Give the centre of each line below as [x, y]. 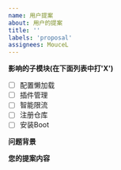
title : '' [25, 30]
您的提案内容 [29, 158]
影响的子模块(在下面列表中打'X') [61, 69]
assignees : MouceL [38, 45]
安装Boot [34, 125]
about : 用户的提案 [36, 23]
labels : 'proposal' [40, 38]
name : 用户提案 [31, 15]
